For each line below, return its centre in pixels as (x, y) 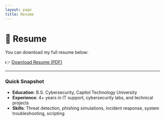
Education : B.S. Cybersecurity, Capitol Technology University (75, 92)
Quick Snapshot (25, 81)
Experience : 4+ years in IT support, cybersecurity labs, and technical (82, 97)
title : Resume (20, 14)
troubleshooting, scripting (38, 113)
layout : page (18, 10)
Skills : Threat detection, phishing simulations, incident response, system (86, 108)
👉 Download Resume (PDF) (34, 62)
